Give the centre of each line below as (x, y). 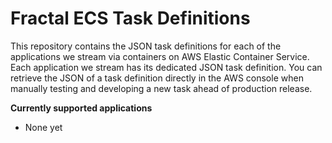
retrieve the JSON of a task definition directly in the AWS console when (157, 78)
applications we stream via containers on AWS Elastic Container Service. (160, 56)
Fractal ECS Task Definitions (130, 18)
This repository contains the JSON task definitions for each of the (146, 46)
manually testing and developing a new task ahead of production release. (161, 88)
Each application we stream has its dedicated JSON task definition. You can (166, 67)
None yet (43, 127)
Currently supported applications (81, 108)
